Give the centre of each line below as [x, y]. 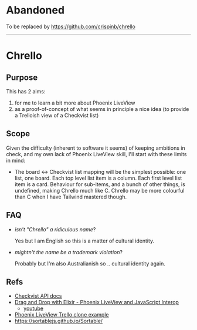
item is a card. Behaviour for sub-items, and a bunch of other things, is [100, 184]
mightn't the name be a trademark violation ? [69, 252]
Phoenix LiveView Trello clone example [62, 315]
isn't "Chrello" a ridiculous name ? [55, 229]
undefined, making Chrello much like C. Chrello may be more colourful [99, 190]
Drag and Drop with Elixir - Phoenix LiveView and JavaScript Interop [96, 302]
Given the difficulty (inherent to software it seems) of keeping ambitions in [96, 148]
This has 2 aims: [26, 91]
